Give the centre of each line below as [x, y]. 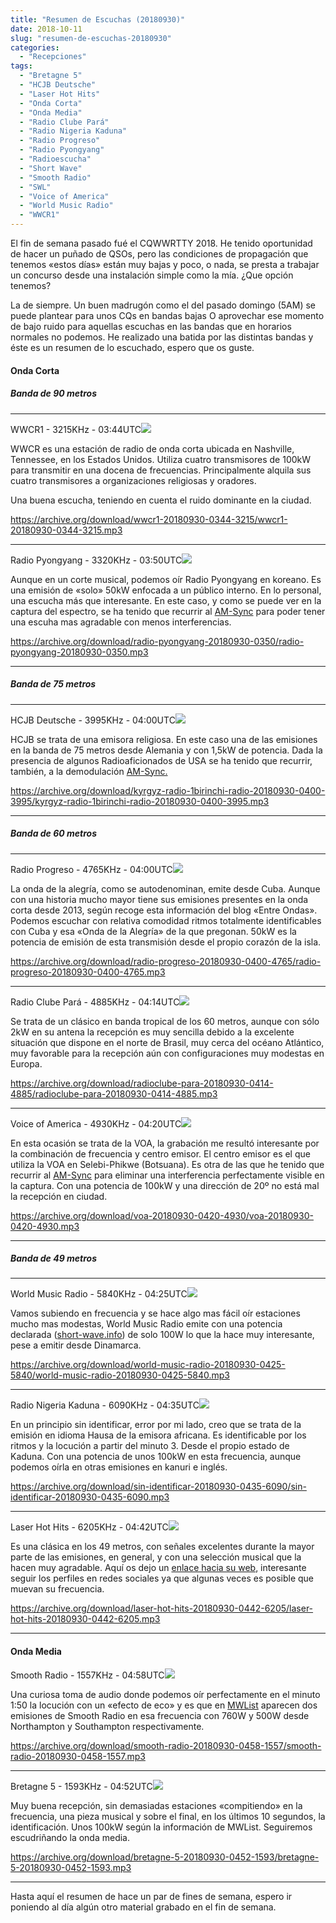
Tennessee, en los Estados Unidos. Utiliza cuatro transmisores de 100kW [161, 459]
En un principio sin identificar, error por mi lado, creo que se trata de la [156, 1425]
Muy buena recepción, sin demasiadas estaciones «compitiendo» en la [156, 1805]
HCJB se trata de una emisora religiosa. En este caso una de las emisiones [164, 739]
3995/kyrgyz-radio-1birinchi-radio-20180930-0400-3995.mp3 [140, 801]
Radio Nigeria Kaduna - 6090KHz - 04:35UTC [105, 1405]
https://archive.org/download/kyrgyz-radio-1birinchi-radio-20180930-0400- [168, 790]
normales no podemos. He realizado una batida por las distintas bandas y [162, 337]
